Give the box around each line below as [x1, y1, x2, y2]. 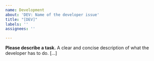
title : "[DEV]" [5, 17, 38, 22]
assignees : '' [5, 26, 36, 32]
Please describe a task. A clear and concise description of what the [5, 45, 149, 51]
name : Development [5, 7, 45, 13]
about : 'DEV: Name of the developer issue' [5, 12, 100, 17]
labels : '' [5, 21, 29, 27]
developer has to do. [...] [5, 50, 57, 56]
